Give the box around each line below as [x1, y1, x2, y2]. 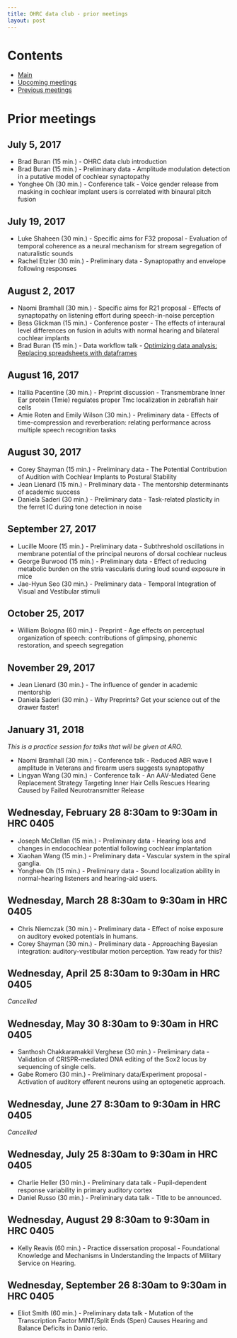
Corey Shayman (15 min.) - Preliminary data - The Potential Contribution [17, 465, 228, 473]
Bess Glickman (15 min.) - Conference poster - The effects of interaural [17, 319, 226, 328]
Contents [7, 47, 64, 64]
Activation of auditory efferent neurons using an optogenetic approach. [17, 1078, 226, 1086]
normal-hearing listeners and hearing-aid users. [17, 874, 158, 882]
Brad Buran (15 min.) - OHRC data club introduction [17, 157, 168, 166]
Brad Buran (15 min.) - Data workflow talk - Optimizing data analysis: [17, 341, 218, 350]
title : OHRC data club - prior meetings [7, 10, 129, 18]
